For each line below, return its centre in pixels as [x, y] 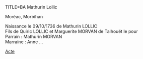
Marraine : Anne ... [24, 42]
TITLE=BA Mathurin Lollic [31, 7]
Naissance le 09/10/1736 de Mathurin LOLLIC [51, 26]
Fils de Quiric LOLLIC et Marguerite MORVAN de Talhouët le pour [71, 31]
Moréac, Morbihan [24, 16]
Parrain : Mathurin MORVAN [34, 37]
